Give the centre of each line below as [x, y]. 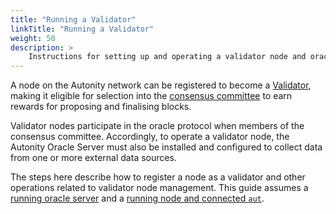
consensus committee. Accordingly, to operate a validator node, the [150, 137]
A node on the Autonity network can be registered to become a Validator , [161, 85]
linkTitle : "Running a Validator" [82, 29]
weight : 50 [33, 38]
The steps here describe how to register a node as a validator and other [158, 177]
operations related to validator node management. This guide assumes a [159, 188]
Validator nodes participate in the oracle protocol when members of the [157, 126]
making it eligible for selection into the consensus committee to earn [151, 96]
